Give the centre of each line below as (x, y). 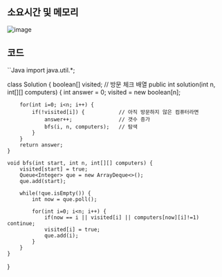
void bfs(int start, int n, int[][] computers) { (80, 163)
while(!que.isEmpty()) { (55, 193)
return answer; (41, 145)
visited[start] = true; (54, 169)
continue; (21, 223)
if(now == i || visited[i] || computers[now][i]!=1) (121, 217)
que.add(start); (43, 181)
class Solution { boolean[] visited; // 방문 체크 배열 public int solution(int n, (111, 84)
